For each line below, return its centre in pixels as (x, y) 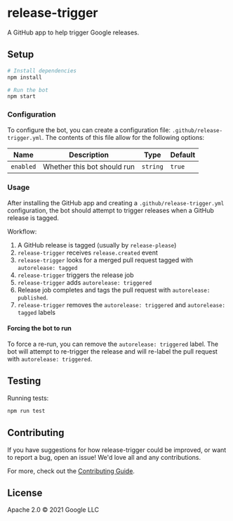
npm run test (26, 411)
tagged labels (36, 312)
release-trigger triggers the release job (75, 275)
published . (33, 297)
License (25, 493)
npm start (22, 96)
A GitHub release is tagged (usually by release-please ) (97, 245)
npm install (25, 77)
